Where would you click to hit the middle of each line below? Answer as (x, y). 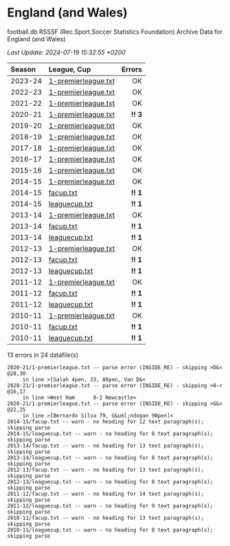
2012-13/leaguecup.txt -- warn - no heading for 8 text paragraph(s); (110, 482)
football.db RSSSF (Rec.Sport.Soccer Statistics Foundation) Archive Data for (115, 32)
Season (23, 69)
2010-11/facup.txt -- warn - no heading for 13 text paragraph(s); (106, 518)
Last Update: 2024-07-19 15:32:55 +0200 (66, 52)
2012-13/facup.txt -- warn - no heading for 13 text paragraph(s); (106, 470)
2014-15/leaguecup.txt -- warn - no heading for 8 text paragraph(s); (110, 434)
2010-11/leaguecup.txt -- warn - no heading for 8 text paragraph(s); (110, 530)
